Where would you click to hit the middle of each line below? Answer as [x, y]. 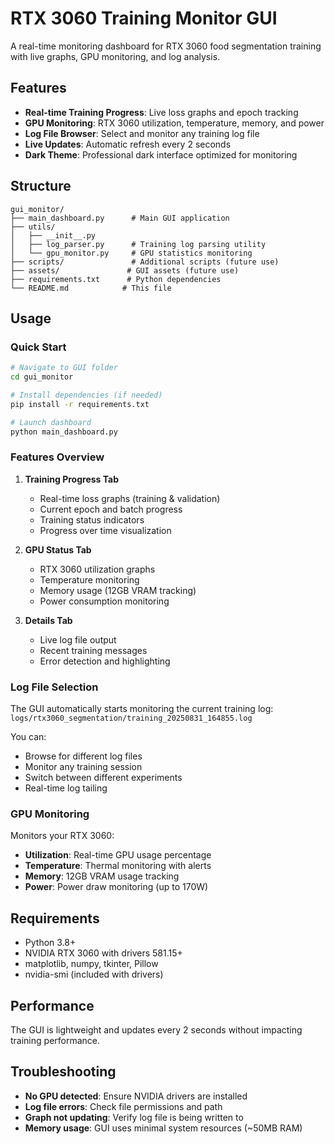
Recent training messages [93, 650]
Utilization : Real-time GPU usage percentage [118, 855]
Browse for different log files [83, 756]
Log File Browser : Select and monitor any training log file [142, 133]
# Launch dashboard [51, 422]
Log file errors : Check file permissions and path [123, 1106]
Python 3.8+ [50, 943]
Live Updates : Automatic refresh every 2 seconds [128, 144]
